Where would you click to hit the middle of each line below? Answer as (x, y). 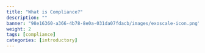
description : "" (27, 18)
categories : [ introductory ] (42, 40)
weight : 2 (19, 29)
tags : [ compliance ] (31, 35)
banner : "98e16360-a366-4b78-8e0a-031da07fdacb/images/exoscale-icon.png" (103, 23)
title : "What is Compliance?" (45, 12)
